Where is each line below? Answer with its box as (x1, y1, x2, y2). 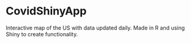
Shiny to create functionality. (6, 30, 78, 37)
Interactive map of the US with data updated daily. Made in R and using (6, 24, 185, 31)
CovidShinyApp (6, 4, 87, 18)
